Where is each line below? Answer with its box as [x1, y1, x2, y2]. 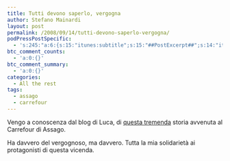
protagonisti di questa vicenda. [7, 145, 94, 154]
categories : [7, 73, 41, 81]
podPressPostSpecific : [7, 36, 72, 42]
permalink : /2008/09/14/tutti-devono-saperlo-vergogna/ [7, 29, 170, 36]
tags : [7, 86, 23, 93]
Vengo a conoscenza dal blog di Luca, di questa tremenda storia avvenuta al [7, 118, 223, 126]
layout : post [7, 23, 44, 29]
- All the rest [13, 80, 57, 87]
